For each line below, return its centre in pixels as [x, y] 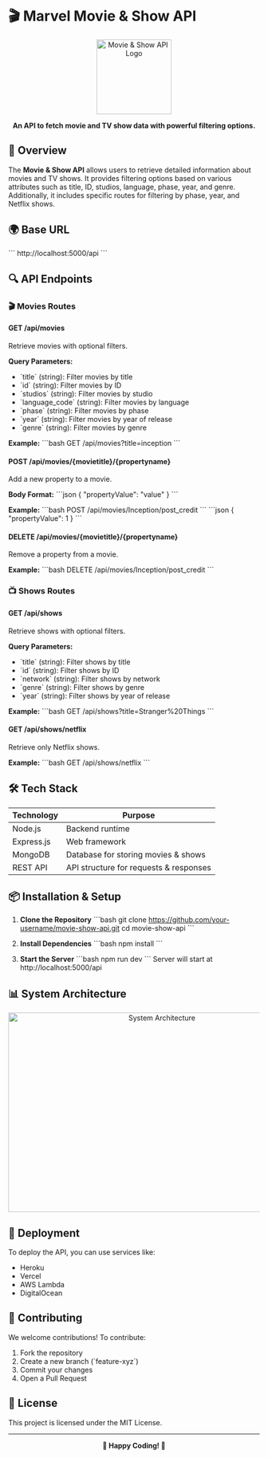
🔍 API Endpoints [51, 279]
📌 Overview [37, 150]
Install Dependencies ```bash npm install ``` [91, 944]
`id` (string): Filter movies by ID [71, 385]
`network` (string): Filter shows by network [90, 679]
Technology [35, 815]
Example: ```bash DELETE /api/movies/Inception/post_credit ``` [111, 570]
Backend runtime [98, 829]
